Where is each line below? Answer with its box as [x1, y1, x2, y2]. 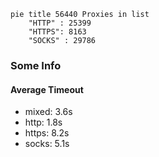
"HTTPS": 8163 [28, 27, 87, 37]
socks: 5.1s [24, 138, 70, 150]
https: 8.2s [24, 127, 70, 139]
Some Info [10, 58, 62, 72]
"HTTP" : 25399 [28, 18, 92, 28]
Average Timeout [10, 83, 84, 95]
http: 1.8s [24, 116, 63, 129]
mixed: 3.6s [24, 106, 73, 118]
